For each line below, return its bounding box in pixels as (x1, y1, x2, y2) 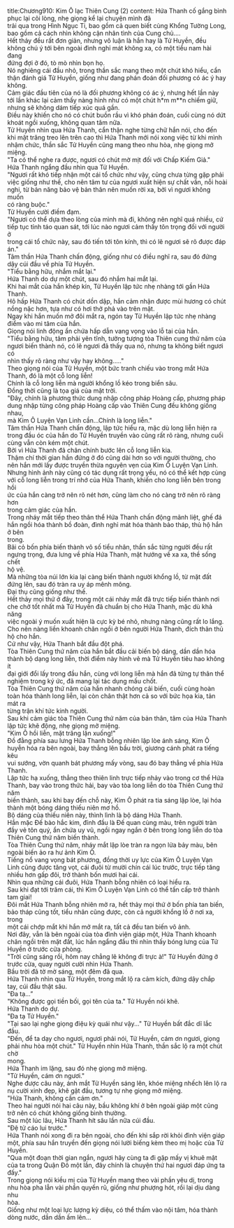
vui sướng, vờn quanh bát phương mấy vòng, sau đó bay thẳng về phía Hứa (7, 759, 224, 767)
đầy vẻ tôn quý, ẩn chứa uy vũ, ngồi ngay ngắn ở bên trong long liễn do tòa (7, 826, 224, 834)
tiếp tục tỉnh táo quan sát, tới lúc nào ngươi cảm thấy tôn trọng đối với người (7, 223, 225, 231)
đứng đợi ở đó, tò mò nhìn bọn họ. (7, 59, 105, 67)
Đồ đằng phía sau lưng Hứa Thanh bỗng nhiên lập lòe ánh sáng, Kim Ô (7, 737, 210, 744)
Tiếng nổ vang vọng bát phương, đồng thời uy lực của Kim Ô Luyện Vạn (7, 856, 213, 864)
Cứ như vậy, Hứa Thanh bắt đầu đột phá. (7, 640, 124, 648)
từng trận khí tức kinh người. (7, 707, 89, 715)
